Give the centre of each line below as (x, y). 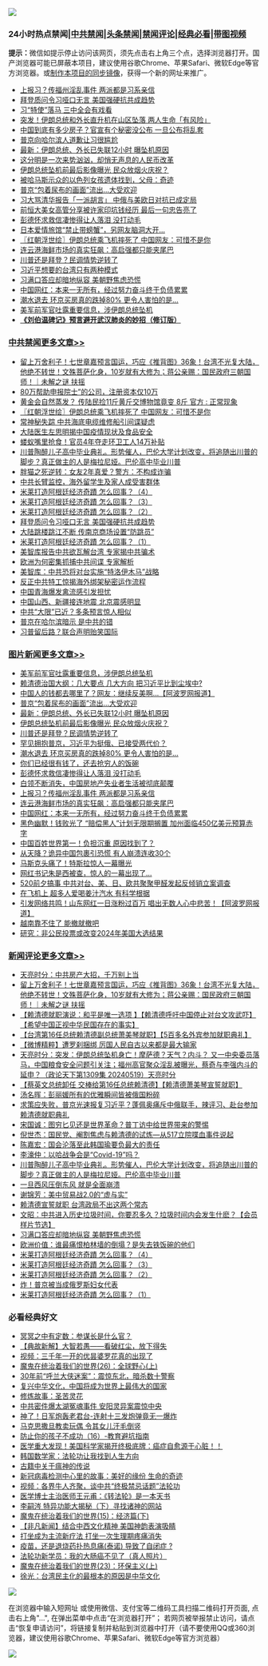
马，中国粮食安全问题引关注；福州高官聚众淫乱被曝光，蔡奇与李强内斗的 (138, 1065)
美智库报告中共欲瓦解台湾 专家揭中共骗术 (87, 551)
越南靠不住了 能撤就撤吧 (59, 923)
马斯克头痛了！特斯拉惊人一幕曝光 (76, 863)
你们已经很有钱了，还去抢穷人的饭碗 (79, 763)
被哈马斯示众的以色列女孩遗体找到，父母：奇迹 (97, 180)
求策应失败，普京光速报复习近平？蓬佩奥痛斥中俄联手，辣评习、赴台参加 (138, 1105)
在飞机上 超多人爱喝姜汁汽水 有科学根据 (85, 893)
